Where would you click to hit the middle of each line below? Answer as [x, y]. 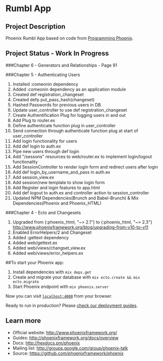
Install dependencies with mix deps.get [52, 272]
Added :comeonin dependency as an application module [69, 89]
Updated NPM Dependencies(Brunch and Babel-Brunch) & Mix [76, 198]
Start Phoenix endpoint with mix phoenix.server [61, 286]
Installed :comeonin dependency [45, 84]
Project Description [36, 27]
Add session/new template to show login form [59, 182]
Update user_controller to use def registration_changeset [70, 110]
